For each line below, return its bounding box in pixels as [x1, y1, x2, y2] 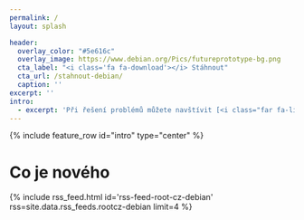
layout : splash [9, 22, 67, 31]
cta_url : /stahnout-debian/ [17, 72, 124, 81]
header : [9, 38, 39, 47]
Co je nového [9, 162, 110, 182]
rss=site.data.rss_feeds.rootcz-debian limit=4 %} [9, 201, 193, 213]
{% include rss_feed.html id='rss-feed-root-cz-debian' [9, 192, 214, 203]
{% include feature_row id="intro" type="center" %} [9, 130, 204, 141]
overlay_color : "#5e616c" [17, 46, 116, 55]
